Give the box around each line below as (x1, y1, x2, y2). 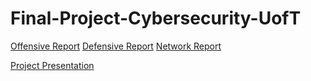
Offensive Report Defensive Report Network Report (10, 40, 222, 52)
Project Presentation (10, 59, 95, 71)
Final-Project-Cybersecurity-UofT (10, 7, 302, 30)
